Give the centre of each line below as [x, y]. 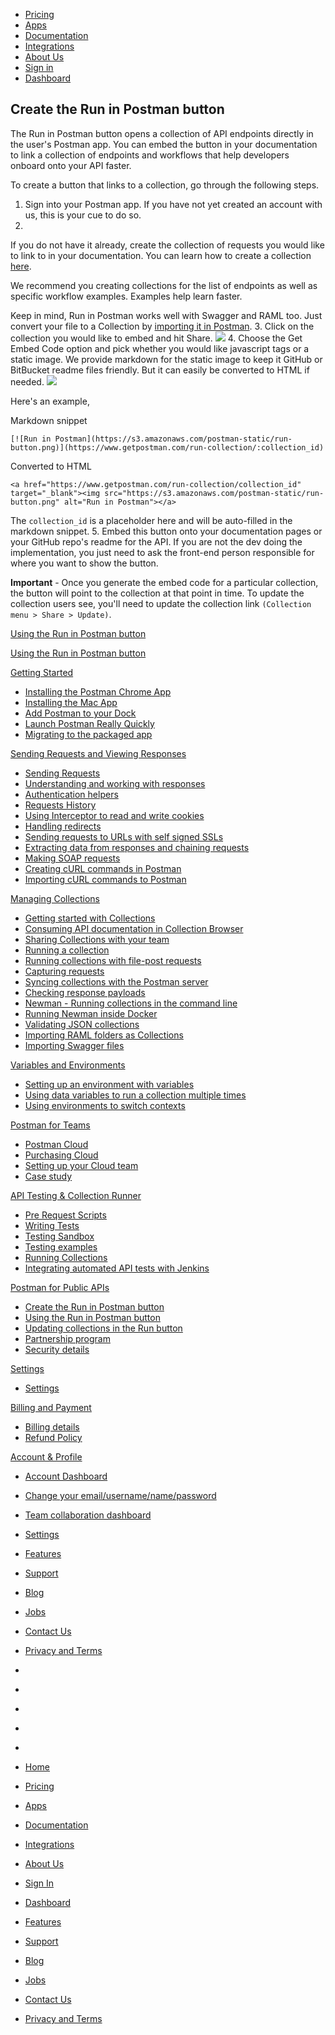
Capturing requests [64, 971]
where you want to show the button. [84, 563]
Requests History [60, 805]
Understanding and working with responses [115, 783]
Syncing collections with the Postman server [116, 981]
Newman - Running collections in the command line [131, 1003]
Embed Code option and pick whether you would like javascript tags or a [160, 348]
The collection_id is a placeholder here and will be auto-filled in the [151, 520]
